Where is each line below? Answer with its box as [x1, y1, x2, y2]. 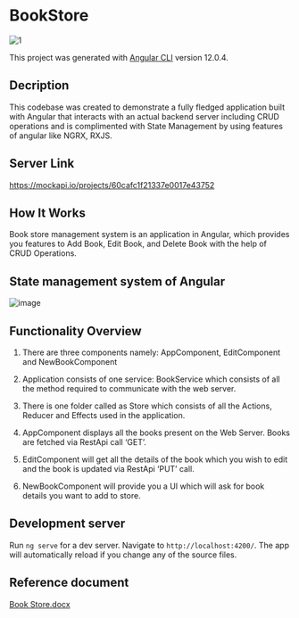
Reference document [9, 575, 129, 590]
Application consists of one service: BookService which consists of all [21, 374, 280, 384]
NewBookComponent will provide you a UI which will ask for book [21, 481, 265, 491]
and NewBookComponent [21, 357, 118, 367]
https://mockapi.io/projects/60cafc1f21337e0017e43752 [9, 179, 215, 190]
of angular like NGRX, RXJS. [9, 130, 113, 141]
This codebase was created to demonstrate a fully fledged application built [9, 102, 286, 112]
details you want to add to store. [21, 490, 141, 500]
